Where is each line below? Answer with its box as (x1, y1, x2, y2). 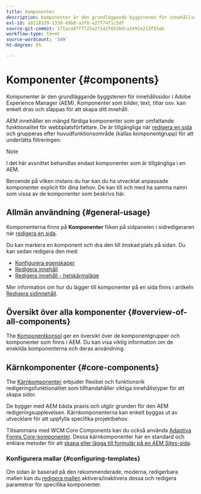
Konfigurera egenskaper (14, 259, 75, 266)
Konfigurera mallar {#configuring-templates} (6, 455, 141, 463)
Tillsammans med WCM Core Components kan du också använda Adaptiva (6, 427, 191, 434)
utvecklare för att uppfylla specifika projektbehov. (6, 415, 129, 422)
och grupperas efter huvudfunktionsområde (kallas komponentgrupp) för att (6, 130, 194, 137)
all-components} (6, 316, 71, 327)
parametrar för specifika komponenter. (6, 481, 102, 488)
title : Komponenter (6, 8, 55, 15)
